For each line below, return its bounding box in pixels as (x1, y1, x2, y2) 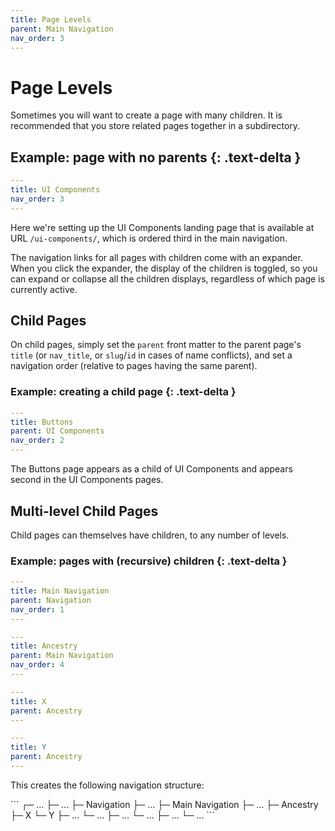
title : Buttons (10, 417, 74, 427)
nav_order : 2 (10, 436, 65, 446)
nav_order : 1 (10, 604, 65, 615)
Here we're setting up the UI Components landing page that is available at (10, 221, 315, 233)
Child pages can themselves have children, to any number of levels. (10, 529, 290, 541)
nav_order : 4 (10, 660, 65, 670)
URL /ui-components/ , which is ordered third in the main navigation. (10, 232, 288, 244)
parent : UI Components (10, 426, 105, 436)
